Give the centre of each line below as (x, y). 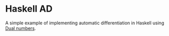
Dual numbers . (21, 28)
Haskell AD (29, 9)
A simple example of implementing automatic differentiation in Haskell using (85, 23)
